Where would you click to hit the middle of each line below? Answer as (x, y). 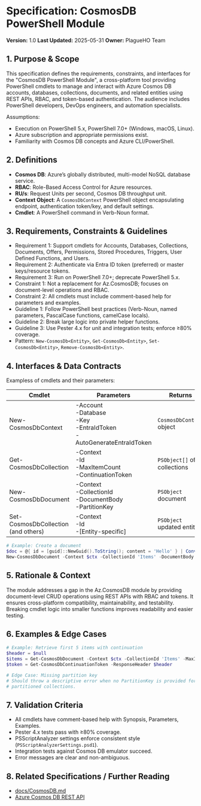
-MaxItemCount (98, 468)
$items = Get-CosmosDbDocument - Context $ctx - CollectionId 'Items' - (96, 659)
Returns (181, 395)
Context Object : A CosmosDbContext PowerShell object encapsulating (99, 200)
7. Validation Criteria (45, 705)
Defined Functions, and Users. (52, 258)
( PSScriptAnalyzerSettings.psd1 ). (57, 745)
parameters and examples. (48, 303)
